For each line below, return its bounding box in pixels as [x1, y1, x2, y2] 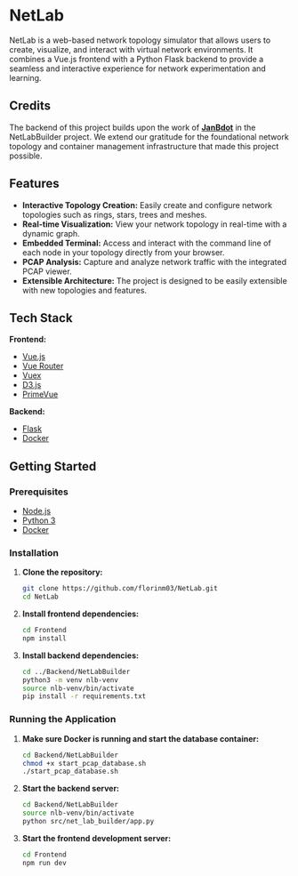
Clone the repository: [21, 567, 103, 578]
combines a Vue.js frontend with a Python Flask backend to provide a [9, 53, 264, 64]
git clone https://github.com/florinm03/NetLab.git [21, 584, 218, 593]
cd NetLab [21, 592, 60, 601]
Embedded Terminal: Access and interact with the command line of [21, 237, 271, 248]
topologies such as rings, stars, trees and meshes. [21, 209, 207, 220]
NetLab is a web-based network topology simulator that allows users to [9, 35, 271, 45]
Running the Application [9, 713, 117, 726]
